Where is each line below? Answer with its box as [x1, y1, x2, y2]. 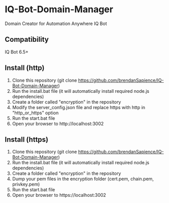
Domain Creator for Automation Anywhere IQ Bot [5, 20, 107, 27]
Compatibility [5, 35, 49, 44]
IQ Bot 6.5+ [5, 48, 29, 55]
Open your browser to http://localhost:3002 [12, 120, 104, 126]
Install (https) [5, 135, 49, 144]
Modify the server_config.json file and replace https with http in [12, 104, 146, 110]
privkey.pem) [12, 181, 40, 187]
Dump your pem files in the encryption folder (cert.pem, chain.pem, [12, 176, 154, 182]
